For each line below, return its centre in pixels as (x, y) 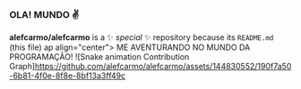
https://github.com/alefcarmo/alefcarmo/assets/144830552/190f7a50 (163, 67)
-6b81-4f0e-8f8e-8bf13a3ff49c (68, 76)
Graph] (22, 67)
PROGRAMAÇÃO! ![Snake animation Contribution (99, 57)
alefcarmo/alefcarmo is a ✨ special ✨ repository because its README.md (142, 37)
